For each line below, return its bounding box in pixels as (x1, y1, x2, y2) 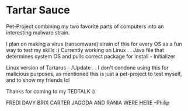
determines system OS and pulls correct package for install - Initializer (6, 53, 176, 60)
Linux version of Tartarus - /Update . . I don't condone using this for (6, 64, 169, 71)
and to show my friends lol (6, 77, 70, 84)
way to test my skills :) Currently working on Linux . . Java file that (6, 46, 165, 53)
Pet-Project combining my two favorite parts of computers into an (6, 23, 165, 30)
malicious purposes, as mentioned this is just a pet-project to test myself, (6, 70, 182, 77)
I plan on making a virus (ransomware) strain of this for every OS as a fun (6, 40, 182, 47)
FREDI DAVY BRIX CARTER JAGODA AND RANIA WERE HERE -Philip (6, 99, 170, 106)
